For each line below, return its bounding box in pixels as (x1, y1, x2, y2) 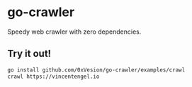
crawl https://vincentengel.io (7, 73, 100, 80)
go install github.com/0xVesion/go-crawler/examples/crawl (7, 66, 186, 74)
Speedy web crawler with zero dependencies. (7, 27, 142, 36)
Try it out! (7, 48, 52, 60)
